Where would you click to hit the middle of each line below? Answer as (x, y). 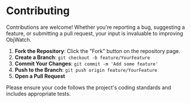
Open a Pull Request (40, 76)
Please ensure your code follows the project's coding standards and (89, 87)
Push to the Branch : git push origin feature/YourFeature (86, 69)
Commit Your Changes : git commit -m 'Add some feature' (86, 64)
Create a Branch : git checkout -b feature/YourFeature (82, 57)
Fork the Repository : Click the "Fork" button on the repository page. (97, 51)
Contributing (38, 11)
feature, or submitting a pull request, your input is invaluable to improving (95, 33)
